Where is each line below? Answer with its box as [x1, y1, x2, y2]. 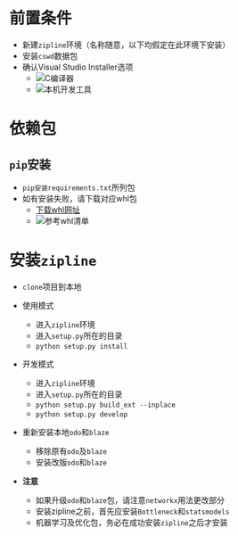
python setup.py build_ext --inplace [35, 400, 176, 409]
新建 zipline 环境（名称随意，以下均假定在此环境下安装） [21, 39, 230, 50]
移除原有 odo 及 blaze [35, 445, 107, 456]
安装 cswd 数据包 [21, 50, 78, 61]
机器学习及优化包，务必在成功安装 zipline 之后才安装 [35, 516, 228, 527]
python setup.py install [35, 342, 128, 350]
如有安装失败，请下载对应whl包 [21, 193, 137, 203]
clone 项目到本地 [21, 281, 82, 292]
